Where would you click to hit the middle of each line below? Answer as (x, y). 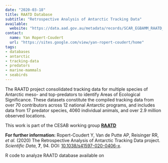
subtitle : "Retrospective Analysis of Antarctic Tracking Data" (73, 19)
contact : (14, 33)
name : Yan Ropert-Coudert (37, 38)
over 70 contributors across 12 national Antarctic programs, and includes (80, 105)
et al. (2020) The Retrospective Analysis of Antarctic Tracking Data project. (83, 140)
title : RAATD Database (29, 14)
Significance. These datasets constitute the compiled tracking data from (79, 99)
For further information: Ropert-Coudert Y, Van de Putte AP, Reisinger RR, (82, 135)
